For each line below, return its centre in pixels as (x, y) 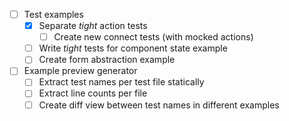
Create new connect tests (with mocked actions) (153, 37)
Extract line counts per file (93, 93)
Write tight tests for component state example (133, 48)
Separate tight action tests (93, 26)
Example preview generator (80, 71)
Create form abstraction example (107, 60)
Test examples (53, 14)
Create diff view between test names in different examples (159, 105)
